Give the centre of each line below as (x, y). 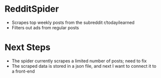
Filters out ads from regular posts (45, 27)
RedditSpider (32, 9)
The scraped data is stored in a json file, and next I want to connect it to (84, 66)
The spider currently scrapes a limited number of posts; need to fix (79, 61)
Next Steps (28, 48)
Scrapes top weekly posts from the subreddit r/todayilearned (73, 22)
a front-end (23, 71)
